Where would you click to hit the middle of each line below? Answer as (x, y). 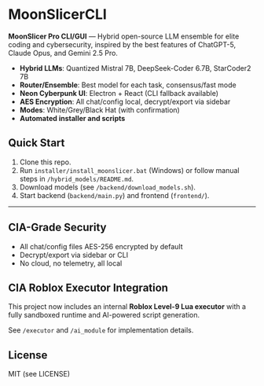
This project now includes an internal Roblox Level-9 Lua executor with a (127, 307)
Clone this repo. (45, 162)
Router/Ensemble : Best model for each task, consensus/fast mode (128, 85)
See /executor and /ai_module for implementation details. (101, 330)
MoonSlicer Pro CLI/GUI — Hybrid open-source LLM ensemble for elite (124, 36)
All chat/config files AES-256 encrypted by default (101, 246)
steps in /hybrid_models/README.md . (77, 178)
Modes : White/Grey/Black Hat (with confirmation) (100, 110)
